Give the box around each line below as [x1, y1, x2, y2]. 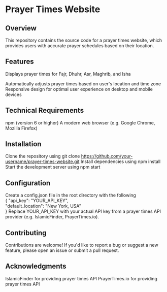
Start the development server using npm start [5, 164, 101, 170]
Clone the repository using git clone [5, 153, 80, 159]
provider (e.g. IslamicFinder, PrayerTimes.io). [5, 214, 99, 220]
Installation [5, 140, 42, 148]
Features [5, 57, 34, 66]
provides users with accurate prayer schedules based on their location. [5, 43, 154, 49]
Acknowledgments [5, 262, 67, 271]
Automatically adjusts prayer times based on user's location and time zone [5, 80, 161, 87]
